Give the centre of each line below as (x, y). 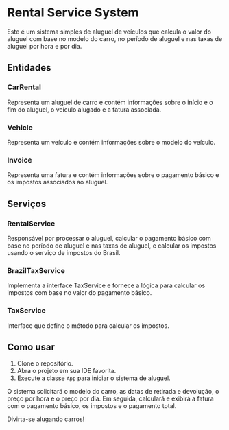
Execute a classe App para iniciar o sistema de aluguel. (94, 378)
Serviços (27, 204)
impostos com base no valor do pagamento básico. (80, 293)
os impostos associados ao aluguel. (58, 182)
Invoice (20, 160)
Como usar (31, 347)
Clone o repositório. (45, 363)
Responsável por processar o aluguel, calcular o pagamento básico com (109, 238)
